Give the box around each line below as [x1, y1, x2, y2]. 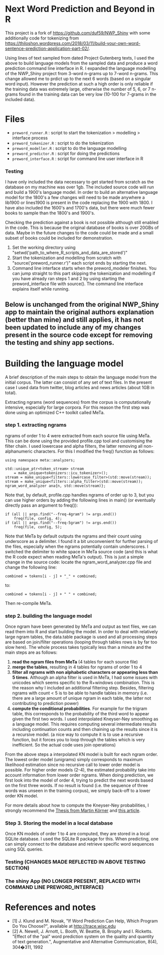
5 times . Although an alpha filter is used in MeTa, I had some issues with [12, 675, 158, 681]
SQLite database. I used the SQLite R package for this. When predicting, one [5, 836, 159, 842]
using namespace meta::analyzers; [5, 457, 76, 462]
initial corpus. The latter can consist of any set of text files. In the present [5, 379, 152, 385]
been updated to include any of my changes [5, 323, 142, 332]
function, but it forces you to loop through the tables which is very [12, 737, 145, 743]
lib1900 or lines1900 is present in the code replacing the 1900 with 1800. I [5, 200, 153, 206]
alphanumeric [5, 448, 33, 454]
